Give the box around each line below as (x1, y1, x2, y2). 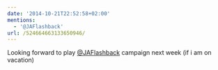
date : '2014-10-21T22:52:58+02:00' (7, 10, 111, 17)
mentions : (7, 17, 36, 24)
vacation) (7, 56, 35, 64)
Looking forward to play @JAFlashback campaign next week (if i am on (7, 49, 212, 57)
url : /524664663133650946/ (7, 29, 86, 37)
